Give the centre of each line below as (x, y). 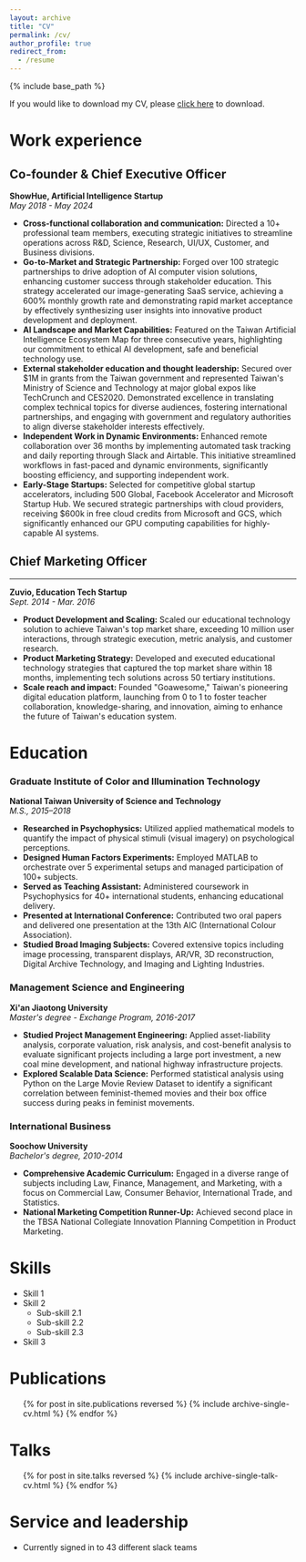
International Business (61, 1126)
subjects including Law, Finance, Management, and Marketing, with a (152, 1183)
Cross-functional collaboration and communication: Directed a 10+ (151, 223)
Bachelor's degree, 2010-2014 (66, 1155)
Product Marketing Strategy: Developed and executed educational (149, 658)
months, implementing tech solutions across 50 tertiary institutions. (149, 677)
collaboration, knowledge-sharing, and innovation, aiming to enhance (153, 706)
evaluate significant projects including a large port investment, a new (152, 1054)
